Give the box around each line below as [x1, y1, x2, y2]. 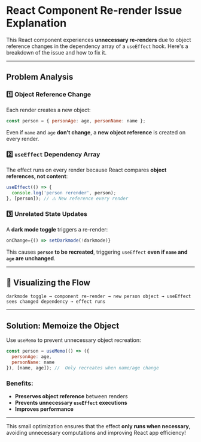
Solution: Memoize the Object [6, 320, 120, 330]
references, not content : [6, 172, 68, 180]
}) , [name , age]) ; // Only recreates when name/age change [6, 365, 160, 371]
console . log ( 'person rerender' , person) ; [11, 190, 117, 196]
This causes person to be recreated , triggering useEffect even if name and [6, 248, 188, 255]
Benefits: [6, 379, 34, 387]
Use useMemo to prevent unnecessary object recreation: [6, 336, 141, 344]
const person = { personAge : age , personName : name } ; [6, 118, 146, 124]
